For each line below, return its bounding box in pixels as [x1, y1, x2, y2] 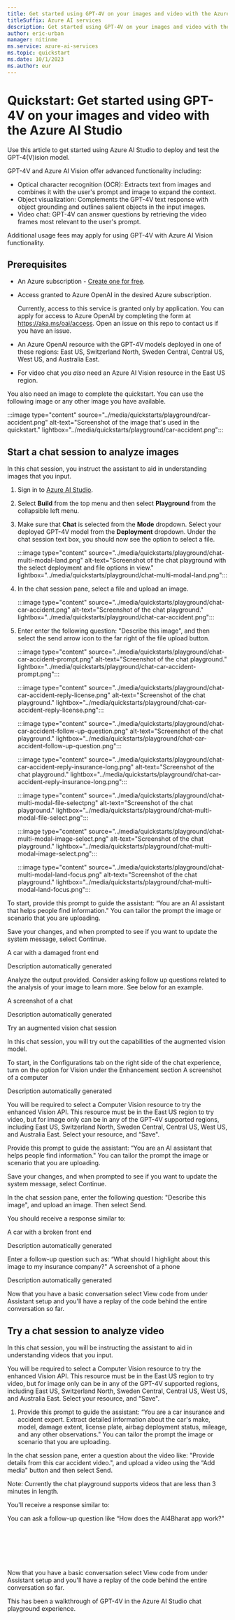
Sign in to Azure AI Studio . [17, 486, 93, 494]
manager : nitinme [7, 36, 58, 43]
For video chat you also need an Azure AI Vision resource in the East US [17, 369, 226, 377]
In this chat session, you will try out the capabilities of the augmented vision [7, 1038, 226, 1046]
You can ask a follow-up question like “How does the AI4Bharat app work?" [7, 1514, 225, 1523]
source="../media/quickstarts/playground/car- [78, 411, 211, 419]
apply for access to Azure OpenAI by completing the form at [17, 312, 191, 320]
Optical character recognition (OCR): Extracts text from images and [17, 180, 211, 188]
